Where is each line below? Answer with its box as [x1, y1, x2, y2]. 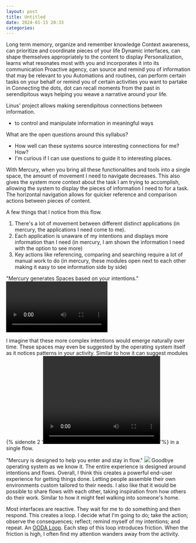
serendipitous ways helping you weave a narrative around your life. [6, 91, 168, 98]
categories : [6, 25, 35, 31]
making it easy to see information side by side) [14, 264, 128, 271]
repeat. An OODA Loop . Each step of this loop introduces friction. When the [6, 524, 188, 531]
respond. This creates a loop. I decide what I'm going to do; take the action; [6, 511, 188, 518]
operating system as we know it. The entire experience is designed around [6, 463, 186, 470]
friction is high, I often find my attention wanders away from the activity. [6, 530, 180, 537]
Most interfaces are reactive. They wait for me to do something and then [6, 505, 181, 513]
